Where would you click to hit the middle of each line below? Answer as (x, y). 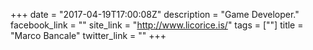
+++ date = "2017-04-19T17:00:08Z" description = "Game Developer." (155, 14)
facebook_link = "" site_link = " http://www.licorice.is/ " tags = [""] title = (157, 25)
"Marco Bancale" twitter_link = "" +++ (88, 35)
